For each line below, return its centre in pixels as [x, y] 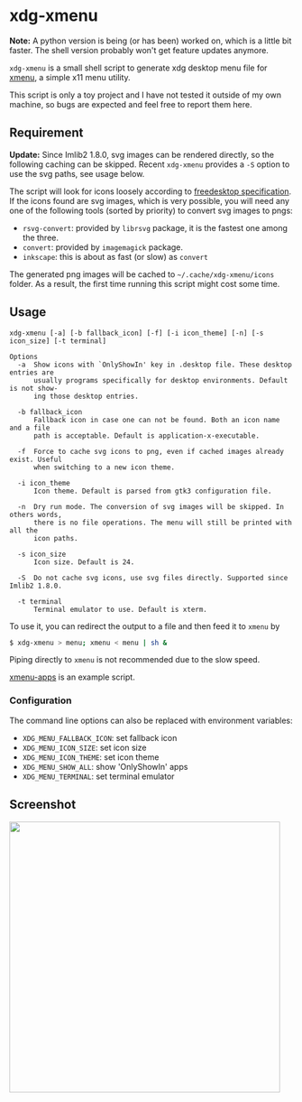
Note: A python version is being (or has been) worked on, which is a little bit [151, 41]
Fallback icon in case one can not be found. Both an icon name [156, 420]
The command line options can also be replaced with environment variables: [151, 720]
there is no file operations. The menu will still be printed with [163, 523]
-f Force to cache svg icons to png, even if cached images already [151, 451]
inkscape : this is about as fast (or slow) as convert [115, 256]
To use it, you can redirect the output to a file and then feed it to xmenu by [145, 626]
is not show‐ [34, 388]
